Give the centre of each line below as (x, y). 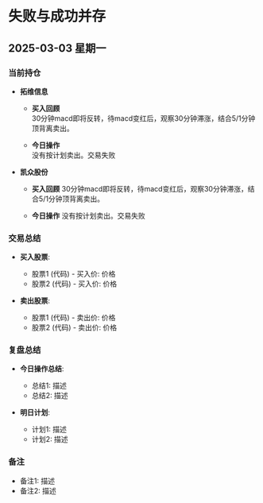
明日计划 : (35, 412)
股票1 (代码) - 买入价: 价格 (73, 274)
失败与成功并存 (57, 16)
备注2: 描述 (38, 490)
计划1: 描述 (49, 429)
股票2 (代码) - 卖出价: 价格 (74, 327)
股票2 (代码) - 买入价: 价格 (74, 284)
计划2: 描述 (50, 439)
